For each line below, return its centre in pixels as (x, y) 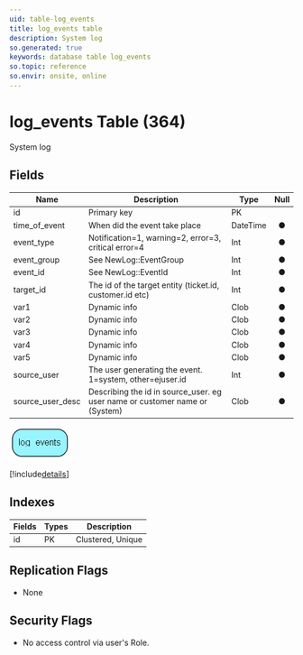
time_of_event (39, 225)
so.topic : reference (48, 67)
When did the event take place (145, 225)
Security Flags (51, 621)
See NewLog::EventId (129, 272)
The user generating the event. (146, 370)
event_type (34, 243)
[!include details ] (39, 474)
